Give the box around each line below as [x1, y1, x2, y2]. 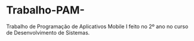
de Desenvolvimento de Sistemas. [6, 29, 90, 36]
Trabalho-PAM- [6, 4, 85, 17]
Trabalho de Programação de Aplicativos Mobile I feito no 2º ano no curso [6, 23, 189, 30]
